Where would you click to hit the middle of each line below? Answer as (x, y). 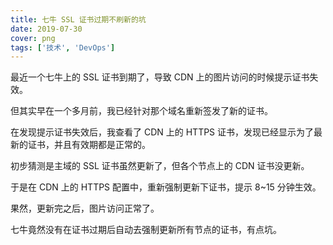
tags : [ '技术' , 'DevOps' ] (63, 47)
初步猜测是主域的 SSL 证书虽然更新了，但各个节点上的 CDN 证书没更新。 (160, 166)
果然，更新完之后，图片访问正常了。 (85, 208)
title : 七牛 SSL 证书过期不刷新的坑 (78, 19)
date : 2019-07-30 (46, 29)
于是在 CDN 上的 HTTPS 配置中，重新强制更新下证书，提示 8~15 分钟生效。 (166, 187)
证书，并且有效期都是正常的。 (89, 145)
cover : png (33, 38)
